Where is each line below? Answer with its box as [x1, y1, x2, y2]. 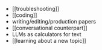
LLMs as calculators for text [11, 31, 81, 38]
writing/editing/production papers [11, 18, 97, 25]
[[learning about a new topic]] [11, 37, 86, 44]
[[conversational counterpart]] [11, 24, 88, 31]
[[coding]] [11, 11, 37, 19]
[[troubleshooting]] [11, 5, 59, 12]
